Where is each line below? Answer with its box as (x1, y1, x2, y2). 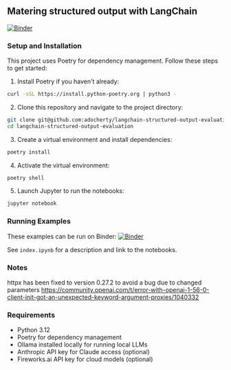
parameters (7, 285, 40, 294)
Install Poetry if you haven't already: (16, 77, 120, 85)
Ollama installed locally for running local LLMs (16, 340, 148, 349)
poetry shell (7, 174, 45, 181)
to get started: (7, 64, 47, 72)
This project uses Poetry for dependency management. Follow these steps (7, 56, 219, 65)
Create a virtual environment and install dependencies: (16, 135, 173, 143)
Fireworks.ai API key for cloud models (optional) (16, 355, 153, 364)
